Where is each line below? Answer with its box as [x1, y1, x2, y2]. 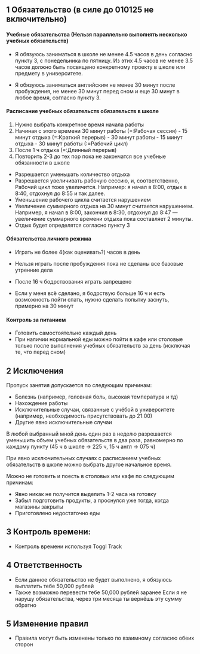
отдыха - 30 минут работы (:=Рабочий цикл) [14, 140, 128, 147]
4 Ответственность [6, 560, 82, 570]
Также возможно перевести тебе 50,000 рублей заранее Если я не [14, 589, 187, 596]
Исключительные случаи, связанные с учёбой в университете [14, 406, 175, 413]
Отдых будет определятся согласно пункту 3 [14, 221, 130, 229]
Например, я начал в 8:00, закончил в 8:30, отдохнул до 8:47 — [14, 209, 178, 216]
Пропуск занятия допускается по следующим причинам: [6, 382, 152, 389]
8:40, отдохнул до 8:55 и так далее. [14, 190, 106, 197]
